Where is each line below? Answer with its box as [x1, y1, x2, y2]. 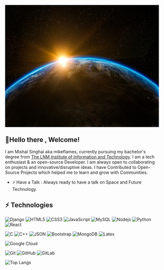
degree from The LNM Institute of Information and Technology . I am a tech [5, 154, 155, 160]
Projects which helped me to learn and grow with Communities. [20, 169, 148, 175]
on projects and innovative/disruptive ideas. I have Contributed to [5, 164, 137, 170]
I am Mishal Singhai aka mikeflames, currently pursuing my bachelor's [5, 148, 146, 154]
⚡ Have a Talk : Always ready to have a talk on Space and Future [12, 179, 142, 185]
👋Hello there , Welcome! [5, 136, 80, 144]
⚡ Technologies [5, 201, 53, 209]
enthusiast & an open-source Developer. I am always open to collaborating [5, 159, 155, 165]
